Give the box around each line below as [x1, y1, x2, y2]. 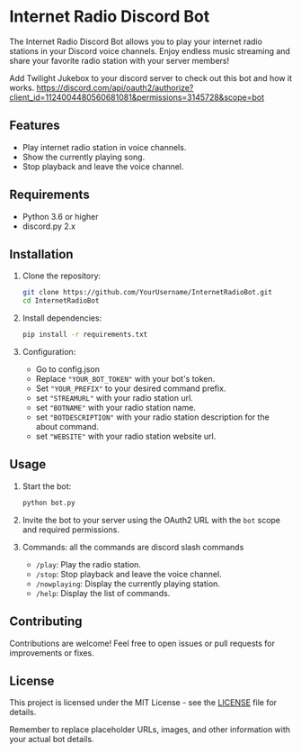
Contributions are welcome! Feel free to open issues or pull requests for [9, 638, 276, 649]
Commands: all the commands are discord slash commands [22, 541, 244, 552]
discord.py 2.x [22, 221, 76, 231]
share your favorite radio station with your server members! [9, 55, 230, 66]
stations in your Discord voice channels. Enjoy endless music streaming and [9, 45, 290, 56]
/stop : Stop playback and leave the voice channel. [35, 568, 222, 579]
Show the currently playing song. [22, 151, 146, 162]
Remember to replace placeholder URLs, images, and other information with [9, 724, 290, 735]
